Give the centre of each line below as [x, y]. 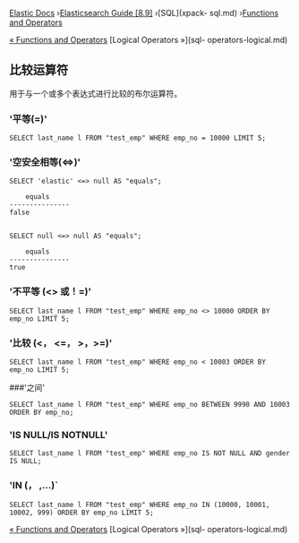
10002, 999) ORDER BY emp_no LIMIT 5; [81, 513]
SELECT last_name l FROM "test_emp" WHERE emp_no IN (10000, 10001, [140, 504]
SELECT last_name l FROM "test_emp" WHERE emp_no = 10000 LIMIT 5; [138, 138]
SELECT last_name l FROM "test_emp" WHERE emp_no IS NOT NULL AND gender [150, 453]
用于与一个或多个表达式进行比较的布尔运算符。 [95, 93]
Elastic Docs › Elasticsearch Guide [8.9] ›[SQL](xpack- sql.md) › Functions [144, 13]
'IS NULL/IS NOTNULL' [59, 435]
